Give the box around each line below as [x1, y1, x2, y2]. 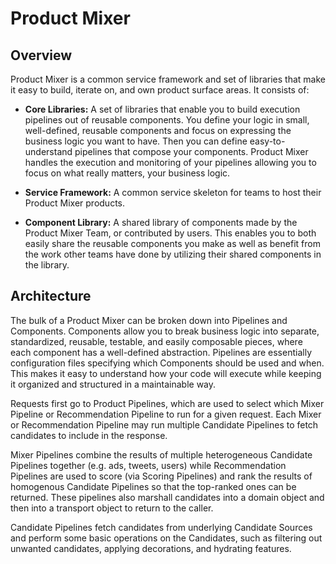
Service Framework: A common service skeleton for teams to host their [24, 187, 322, 198]
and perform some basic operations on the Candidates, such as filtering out [10, 532, 323, 544]
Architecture [10, 288, 92, 305]
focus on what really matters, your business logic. [24, 167, 231, 179]
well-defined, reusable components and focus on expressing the [24, 125, 292, 136]
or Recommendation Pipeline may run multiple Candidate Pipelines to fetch [10, 418, 319, 431]
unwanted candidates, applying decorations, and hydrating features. [10, 542, 292, 554]
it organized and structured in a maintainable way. [10, 378, 217, 390]
